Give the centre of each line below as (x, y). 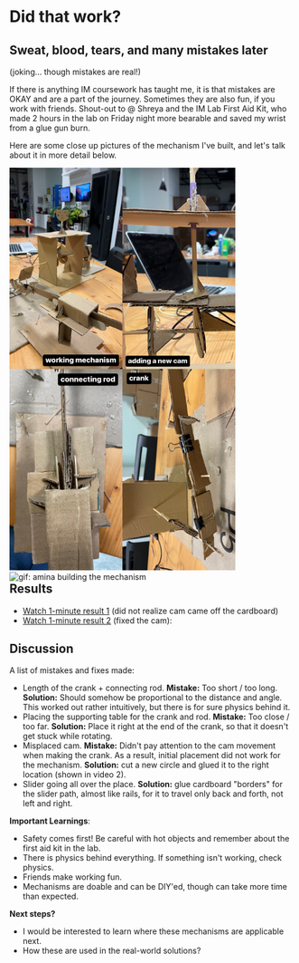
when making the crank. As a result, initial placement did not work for (151, 756)
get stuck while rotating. (67, 737)
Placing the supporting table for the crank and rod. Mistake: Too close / (156, 717)
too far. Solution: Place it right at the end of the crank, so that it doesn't (155, 727)
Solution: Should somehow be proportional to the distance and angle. (152, 698)
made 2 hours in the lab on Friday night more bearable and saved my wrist (148, 118)
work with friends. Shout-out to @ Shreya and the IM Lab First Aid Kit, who (148, 109)
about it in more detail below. (63, 155)
